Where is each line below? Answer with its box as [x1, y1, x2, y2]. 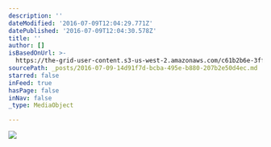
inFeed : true [8, 79, 52, 87]
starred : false [8, 71, 60, 80]
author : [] [8, 42, 45, 50]
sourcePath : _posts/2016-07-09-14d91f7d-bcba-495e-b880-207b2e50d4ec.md [8, 64, 258, 72]
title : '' [8, 34, 42, 43]
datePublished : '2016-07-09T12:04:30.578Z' [8, 27, 157, 35]
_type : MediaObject [8, 101, 74, 109]
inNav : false [8, 94, 52, 102]
